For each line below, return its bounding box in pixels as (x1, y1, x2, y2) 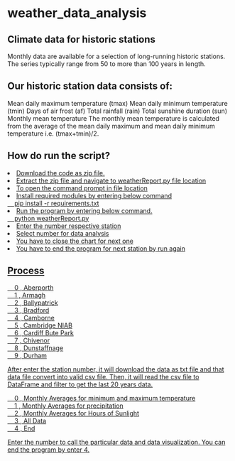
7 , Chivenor (13, 336, 50, 345)
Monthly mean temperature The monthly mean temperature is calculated (7, 114, 220, 122)
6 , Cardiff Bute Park (13, 329, 75, 337)
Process (7, 265, 45, 277)
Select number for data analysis (16, 229, 109, 237)
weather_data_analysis (7, 5, 147, 21)
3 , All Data (13, 417, 47, 425)
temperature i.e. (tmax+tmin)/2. (7, 129, 99, 138)
